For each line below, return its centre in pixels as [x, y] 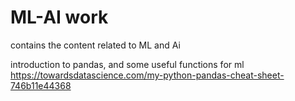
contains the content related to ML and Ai [95, 45]
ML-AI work [59, 17]
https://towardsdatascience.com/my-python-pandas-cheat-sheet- [147, 75]
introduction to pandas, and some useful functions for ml [127, 64]
